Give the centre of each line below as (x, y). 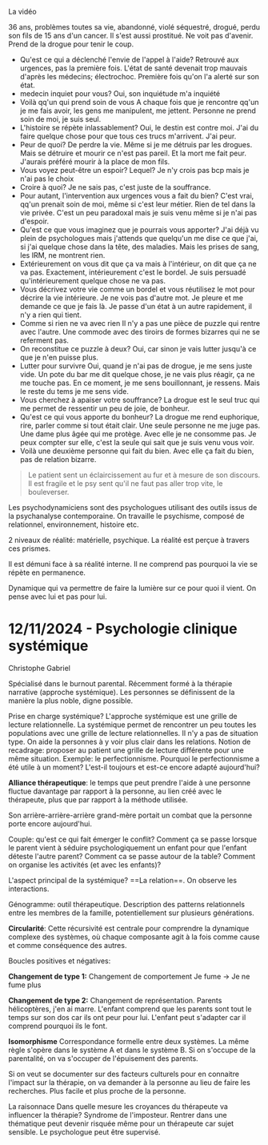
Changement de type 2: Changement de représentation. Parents (115, 1000)
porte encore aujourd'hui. (50, 823)
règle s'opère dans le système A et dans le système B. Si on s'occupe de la (132, 1050)
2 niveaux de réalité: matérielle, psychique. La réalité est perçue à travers (129, 540)
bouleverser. (48, 492)
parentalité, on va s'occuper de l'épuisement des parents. (103, 1058)
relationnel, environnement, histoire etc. (74, 524)
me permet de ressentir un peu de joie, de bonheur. (105, 408)
